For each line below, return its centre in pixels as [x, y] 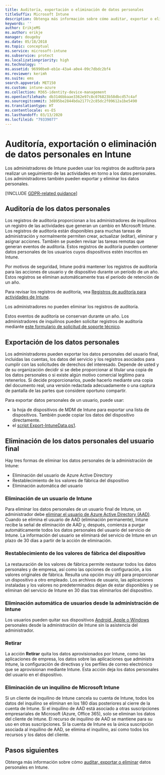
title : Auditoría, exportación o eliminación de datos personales [74, 10]
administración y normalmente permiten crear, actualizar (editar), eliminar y [81, 236]
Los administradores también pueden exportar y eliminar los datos [72, 178]
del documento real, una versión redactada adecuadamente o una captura [80, 386]
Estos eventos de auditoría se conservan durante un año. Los [67, 316]
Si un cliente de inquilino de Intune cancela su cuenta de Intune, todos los [80, 698]
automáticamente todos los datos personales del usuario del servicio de [78, 530]
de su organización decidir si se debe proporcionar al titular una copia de [79, 370]
